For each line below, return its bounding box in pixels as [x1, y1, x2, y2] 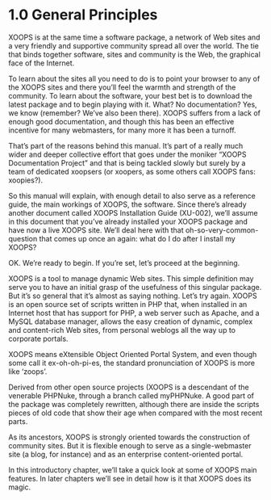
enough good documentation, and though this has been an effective [8, 116, 235, 126]
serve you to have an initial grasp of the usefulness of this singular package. [8, 282, 262, 292]
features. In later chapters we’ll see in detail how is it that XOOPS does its [8, 473, 252, 483]
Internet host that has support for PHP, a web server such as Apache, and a [8, 308, 260, 317]
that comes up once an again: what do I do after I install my [39, 233, 236, 243]
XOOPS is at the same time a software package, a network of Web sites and [8, 32, 261, 42]
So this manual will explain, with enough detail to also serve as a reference [8, 191, 256, 200]
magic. [8, 482, 31, 492]
